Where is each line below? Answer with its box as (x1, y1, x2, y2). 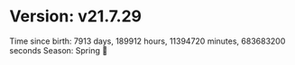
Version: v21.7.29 (9, 6, 143, 27)
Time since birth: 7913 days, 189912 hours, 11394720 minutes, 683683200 (9, 36, 286, 46)
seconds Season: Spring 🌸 (9, 45, 108, 55)
